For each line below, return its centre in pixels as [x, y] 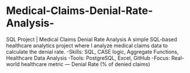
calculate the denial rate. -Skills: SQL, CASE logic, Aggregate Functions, [93, 51]
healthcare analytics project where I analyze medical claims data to [87, 46]
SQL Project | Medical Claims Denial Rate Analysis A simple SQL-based [91, 39]
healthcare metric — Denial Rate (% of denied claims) [85, 64]
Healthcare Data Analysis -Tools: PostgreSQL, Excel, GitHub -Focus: [88, 58]
